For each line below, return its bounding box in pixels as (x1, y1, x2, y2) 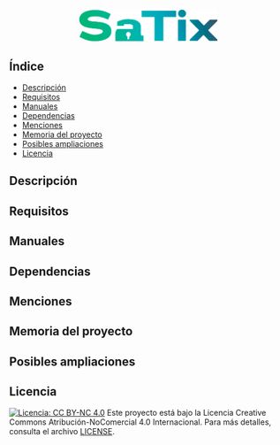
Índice (9, 58, 44, 73)
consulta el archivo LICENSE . (9, 426, 115, 437)
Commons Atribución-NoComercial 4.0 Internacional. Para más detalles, (9, 417, 272, 427)
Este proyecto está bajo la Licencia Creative (107, 408, 267, 418)
